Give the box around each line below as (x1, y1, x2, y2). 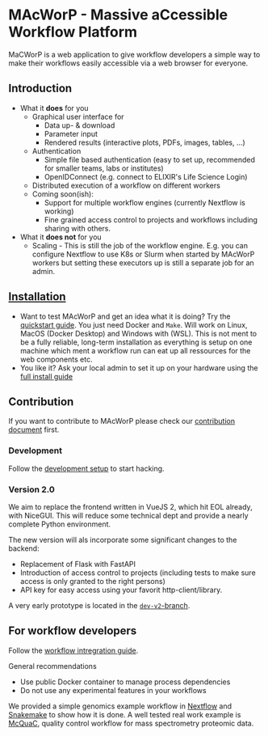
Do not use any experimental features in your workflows (19, 685, 207, 695)
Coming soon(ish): (31, 188, 94, 199)
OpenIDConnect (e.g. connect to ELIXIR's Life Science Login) (44, 171, 248, 181)
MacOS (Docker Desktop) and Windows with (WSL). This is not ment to (19, 328, 258, 338)
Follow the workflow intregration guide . (8, 645, 139, 655)
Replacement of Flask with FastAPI (19, 559, 136, 569)
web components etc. (19, 354, 93, 364)
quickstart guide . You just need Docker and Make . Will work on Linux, (19, 319, 248, 329)
